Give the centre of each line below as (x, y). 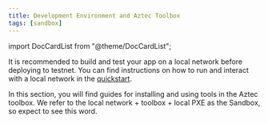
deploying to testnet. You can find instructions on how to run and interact (129, 70)
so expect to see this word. (53, 111)
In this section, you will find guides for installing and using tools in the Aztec (133, 94)
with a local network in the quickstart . (70, 78)
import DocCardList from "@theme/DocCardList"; (90, 46)
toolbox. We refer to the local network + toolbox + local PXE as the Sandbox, (134, 102)
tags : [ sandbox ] (35, 23)
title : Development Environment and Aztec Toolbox (94, 16)
